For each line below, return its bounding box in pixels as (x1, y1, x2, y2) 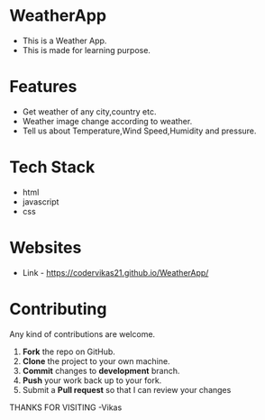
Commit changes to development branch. (22, 365, 180, 376)
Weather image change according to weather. (22, 115, 193, 126)
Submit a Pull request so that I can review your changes (22, 384, 232, 395)
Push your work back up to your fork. (22, 375, 162, 386)
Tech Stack (9, 157, 96, 178)
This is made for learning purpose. (22, 44, 151, 55)
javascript (22, 196, 59, 207)
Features (9, 77, 78, 97)
